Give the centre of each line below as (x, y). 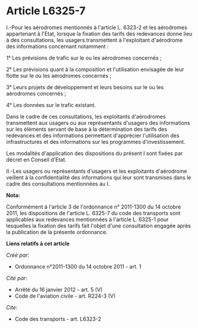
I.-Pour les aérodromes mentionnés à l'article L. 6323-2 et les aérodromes (97, 27)
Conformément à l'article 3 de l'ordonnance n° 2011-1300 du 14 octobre (94, 207)
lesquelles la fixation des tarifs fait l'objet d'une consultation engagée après (98, 225)
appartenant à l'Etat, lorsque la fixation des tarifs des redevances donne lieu (99, 33)
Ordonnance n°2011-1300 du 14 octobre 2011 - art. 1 (78, 266)
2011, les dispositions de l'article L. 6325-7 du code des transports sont (93, 213)
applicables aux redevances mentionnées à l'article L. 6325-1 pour (87, 219)
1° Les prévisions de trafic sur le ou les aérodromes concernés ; (84, 58)
